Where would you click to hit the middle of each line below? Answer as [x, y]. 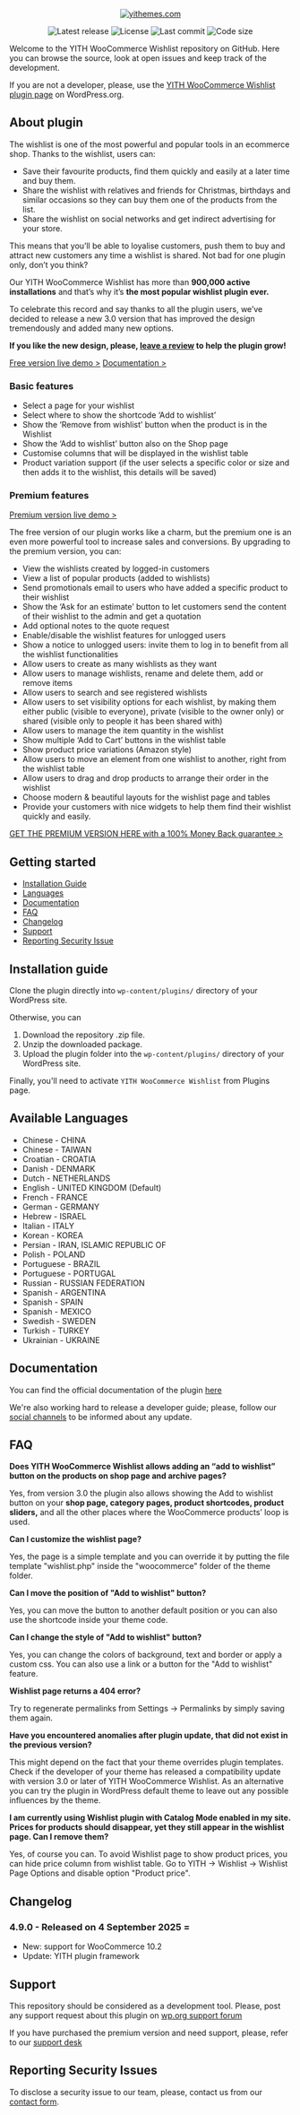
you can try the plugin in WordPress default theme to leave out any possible [149, 1791]
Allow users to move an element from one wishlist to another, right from [154, 759]
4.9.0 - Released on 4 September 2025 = [100, 1927]
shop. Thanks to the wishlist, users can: [82, 153]
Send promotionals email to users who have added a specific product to [155, 588]
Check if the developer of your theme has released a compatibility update [145, 1772]
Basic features [42, 386]
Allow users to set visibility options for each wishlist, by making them [149, 702]
